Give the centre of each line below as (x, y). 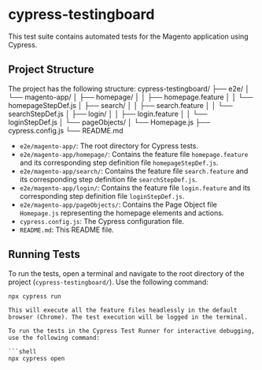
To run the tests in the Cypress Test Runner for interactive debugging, (132, 331)
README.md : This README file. (66, 230)
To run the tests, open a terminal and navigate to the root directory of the (126, 273)
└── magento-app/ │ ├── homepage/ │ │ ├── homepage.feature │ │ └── (131, 97)
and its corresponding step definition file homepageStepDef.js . (119, 163)
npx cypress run (35, 296)
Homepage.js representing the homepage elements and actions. (122, 213)
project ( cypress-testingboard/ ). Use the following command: (108, 282)
